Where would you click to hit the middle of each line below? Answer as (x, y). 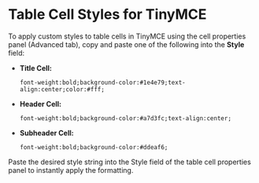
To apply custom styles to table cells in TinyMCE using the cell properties (127, 36)
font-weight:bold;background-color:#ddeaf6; (94, 147)
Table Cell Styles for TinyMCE (107, 15)
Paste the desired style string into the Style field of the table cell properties (130, 162)
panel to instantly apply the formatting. (71, 170)
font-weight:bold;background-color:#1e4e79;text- (103, 82)
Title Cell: (36, 68)
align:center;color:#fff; (62, 89)
